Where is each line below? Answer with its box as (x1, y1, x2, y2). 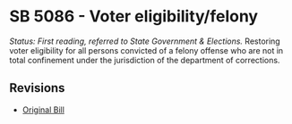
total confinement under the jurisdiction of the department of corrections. (9, 54, 280, 65)
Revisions (9, 80, 65, 95)
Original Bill (21, 104, 65, 115)
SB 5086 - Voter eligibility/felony (9, 6, 258, 27)
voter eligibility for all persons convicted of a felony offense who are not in (9, 45, 284, 55)
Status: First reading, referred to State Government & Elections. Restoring (9, 36, 280, 46)
